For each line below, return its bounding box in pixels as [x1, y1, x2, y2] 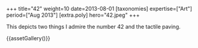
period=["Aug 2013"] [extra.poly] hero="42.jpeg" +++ [6, 11, 140, 19]
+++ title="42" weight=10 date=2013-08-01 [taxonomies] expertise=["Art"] [6, 5, 193, 12]
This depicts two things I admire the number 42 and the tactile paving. [6, 23, 181, 30]
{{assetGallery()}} [6, 35, 51, 41]
